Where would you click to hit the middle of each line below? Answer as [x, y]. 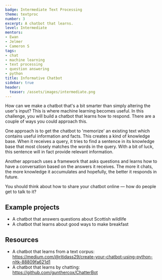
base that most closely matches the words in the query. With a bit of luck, [79, 147]
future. [12, 177]
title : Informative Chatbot [34, 78]
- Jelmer [14, 42]
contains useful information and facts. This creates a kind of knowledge [78, 136]
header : [13, 87]
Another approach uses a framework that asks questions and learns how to [81, 161]
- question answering [27, 69]
